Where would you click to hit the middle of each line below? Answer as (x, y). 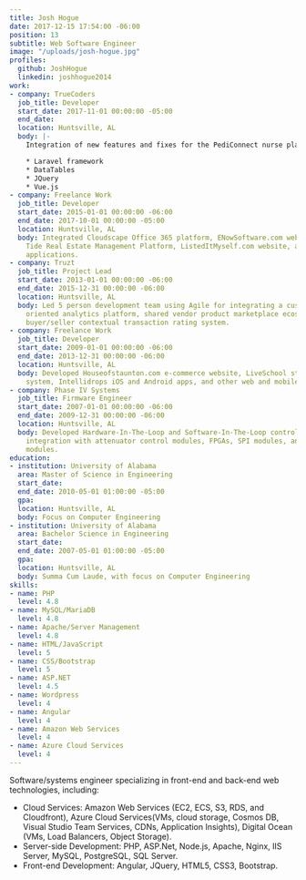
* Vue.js (42, 187)
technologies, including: (55, 790)
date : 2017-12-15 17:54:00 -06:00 (75, 26)
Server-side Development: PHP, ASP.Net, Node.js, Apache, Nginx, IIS (152, 846)
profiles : (28, 60)
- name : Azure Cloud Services (67, 746)
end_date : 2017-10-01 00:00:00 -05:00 (92, 220)
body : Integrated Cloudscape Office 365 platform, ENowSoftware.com (150, 238)
